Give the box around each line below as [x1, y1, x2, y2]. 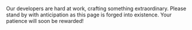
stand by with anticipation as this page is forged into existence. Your [6, 11, 172, 18]
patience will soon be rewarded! [6, 18, 84, 24]
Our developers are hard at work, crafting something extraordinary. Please [6, 5, 187, 12]
